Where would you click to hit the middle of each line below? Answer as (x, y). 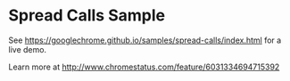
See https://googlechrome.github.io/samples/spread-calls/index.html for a (145, 40)
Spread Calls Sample (87, 16)
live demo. (27, 49)
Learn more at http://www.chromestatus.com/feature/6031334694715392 (144, 67)
